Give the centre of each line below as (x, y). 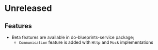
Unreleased (28, 8)
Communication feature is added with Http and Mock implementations (86, 42)
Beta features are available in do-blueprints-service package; (73, 37)
